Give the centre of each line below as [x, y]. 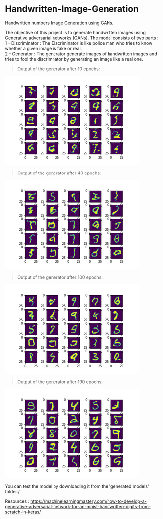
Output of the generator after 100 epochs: [60, 277]
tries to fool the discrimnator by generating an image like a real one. [74, 59]
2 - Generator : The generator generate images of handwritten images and [81, 54]
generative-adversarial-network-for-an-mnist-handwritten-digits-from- [78, 506]
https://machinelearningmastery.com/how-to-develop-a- [89, 501]
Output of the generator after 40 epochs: [59, 173]
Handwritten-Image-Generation [72, 9]
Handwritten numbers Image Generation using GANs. [59, 23]
